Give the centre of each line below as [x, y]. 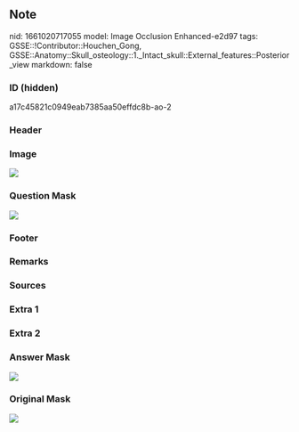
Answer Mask [40, 357]
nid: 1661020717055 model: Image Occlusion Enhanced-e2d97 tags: [133, 36]
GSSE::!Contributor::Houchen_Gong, [76, 45]
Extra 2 [25, 333]
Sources [28, 286]
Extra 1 [24, 309]
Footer [24, 238]
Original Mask [40, 399]
